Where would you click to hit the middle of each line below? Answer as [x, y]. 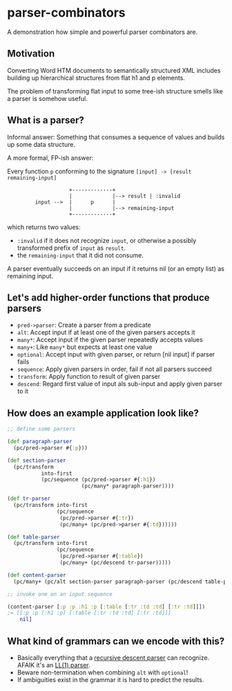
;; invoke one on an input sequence [60, 594]
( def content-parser [37, 575]
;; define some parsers [41, 429]
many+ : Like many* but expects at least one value [85, 347]
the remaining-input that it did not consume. [80, 255]
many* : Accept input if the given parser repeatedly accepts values [110, 340]
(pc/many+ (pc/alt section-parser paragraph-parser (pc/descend [108, 582]
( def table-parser [33, 537]
